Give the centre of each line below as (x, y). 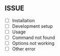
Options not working (33, 43)
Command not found (34, 38)
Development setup (33, 26)
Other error (24, 49)
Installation (23, 20)
